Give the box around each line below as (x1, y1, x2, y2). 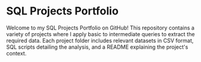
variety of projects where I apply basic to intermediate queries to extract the (6, 30, 195, 37)
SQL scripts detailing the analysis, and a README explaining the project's (6, 43, 188, 51)
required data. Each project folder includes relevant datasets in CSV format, (6, 37, 194, 44)
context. (6, 49, 27, 57)
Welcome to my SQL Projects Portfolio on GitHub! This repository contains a (6, 24, 194, 31)
